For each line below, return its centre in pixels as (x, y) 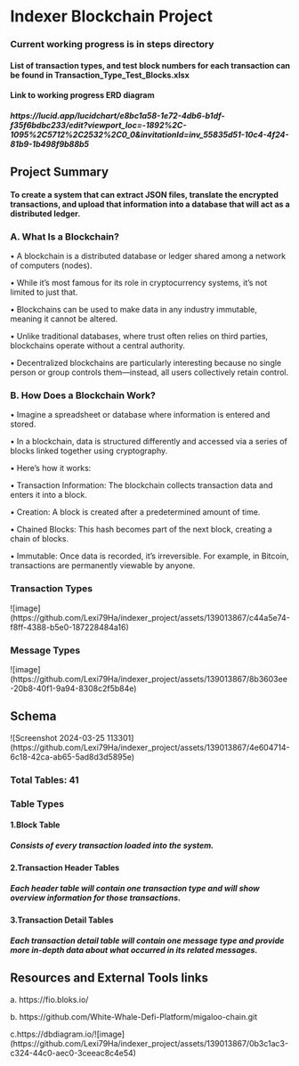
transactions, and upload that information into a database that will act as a (150, 204)
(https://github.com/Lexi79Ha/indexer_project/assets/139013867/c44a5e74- (150, 617)
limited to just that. (44, 292)
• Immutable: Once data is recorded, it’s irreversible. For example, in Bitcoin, (149, 556)
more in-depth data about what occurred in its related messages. (134, 949)
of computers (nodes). (51, 265)
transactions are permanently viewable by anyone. (103, 566)
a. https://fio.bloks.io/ (49, 999)
